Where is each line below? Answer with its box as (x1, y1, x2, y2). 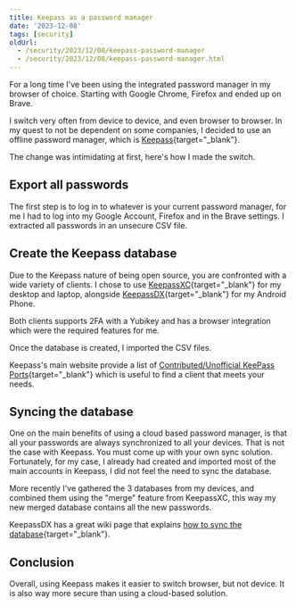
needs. (9, 378, 35, 389)
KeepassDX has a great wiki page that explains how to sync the (9, 520, 243, 530)
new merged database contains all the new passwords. (9, 502, 212, 513)
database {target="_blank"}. (9, 528, 111, 540)
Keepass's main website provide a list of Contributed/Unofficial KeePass (9, 359, 275, 370)
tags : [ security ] (9, 29, 74, 38)
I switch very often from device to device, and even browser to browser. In (9, 115, 283, 126)
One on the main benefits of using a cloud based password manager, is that (9, 428, 288, 438)
